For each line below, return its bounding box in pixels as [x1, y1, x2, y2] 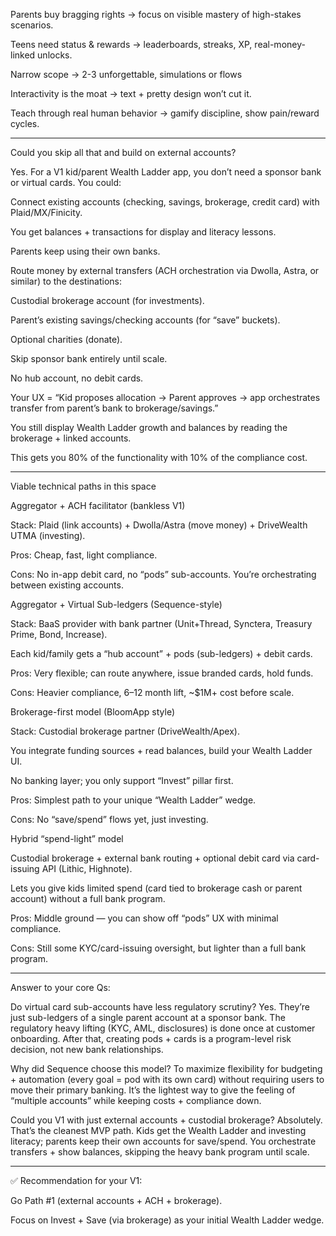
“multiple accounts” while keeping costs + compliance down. [10, 1095, 262, 1106]
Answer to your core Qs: [10, 982, 111, 993]
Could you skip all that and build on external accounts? [10, 147, 237, 158]
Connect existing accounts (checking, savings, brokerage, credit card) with [10, 196, 320, 208]
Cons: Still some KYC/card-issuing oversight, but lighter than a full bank [10, 942, 307, 954]
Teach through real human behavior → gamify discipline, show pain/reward [10, 107, 320, 119]
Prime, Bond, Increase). [10, 629, 108, 640]
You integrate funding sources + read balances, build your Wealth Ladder [10, 745, 313, 756]
